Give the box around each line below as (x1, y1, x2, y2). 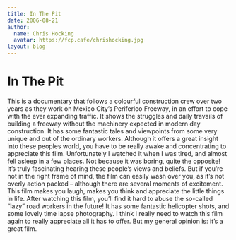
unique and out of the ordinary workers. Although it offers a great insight (7, 134, 219, 143)
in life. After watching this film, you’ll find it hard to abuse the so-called (7, 194, 213, 203)
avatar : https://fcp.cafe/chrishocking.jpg (13, 37, 143, 44)
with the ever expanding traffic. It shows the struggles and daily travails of (7, 112, 223, 120)
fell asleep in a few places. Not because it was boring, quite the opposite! (7, 157, 221, 165)
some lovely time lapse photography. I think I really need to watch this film (7, 209, 223, 217)
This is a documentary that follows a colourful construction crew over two (7, 97, 223, 105)
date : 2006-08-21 (7, 17, 59, 24)
